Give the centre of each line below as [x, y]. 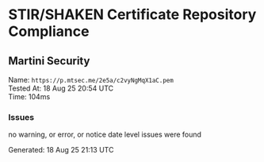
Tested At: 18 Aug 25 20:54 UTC [61, 88]
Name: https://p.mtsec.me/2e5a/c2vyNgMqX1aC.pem [91, 80]
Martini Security [49, 61]
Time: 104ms [29, 96]
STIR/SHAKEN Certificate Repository [132, 15]
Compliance [49, 31]
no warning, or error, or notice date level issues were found [105, 135]
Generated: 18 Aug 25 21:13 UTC [61, 150]
